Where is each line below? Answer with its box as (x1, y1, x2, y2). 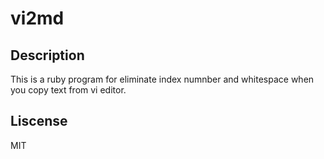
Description (10, 47, 85, 64)
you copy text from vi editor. (10, 84, 127, 96)
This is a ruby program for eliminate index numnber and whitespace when (10, 73, 315, 85)
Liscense (10, 113, 68, 130)
